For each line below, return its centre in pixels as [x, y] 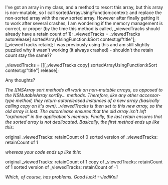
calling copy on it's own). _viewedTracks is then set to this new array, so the [84, 106]
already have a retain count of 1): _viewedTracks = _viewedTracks [73, 34]
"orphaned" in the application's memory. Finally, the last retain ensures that [84, 117]
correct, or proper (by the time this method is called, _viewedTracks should [82, 29]
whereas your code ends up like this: [43, 152]
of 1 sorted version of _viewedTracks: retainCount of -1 [61, 167]
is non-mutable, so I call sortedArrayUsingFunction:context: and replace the [83, 13]
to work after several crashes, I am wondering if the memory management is [84, 23]
